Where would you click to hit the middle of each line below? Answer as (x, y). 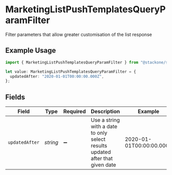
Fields (15, 97)
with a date (104, 126)
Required (74, 112)
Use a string (105, 120)
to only (99, 133)
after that (102, 159)
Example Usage (31, 50)
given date (103, 165)
